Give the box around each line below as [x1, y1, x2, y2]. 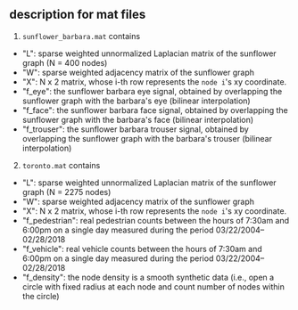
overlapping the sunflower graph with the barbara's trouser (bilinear [21, 133, 272, 143]
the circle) [21, 290, 60, 301]
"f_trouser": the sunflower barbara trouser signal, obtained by [21, 124, 250, 135]
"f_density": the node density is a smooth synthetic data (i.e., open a [21, 272, 275, 282]
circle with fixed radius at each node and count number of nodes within [21, 281, 286, 292]
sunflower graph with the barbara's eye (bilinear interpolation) [21, 95, 252, 106]
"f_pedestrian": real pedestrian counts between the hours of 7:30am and [21, 215, 290, 225]
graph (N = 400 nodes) [21, 57, 108, 68]
